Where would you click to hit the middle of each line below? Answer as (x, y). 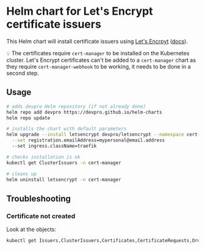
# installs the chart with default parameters (67, 129)
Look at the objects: (31, 229)
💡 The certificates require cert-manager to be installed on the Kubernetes (98, 53)
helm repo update (28, 118)
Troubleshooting (39, 198)
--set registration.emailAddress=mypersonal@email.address (88, 140)
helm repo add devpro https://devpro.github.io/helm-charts (85, 112)
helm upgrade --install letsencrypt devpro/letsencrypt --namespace (95, 135)
